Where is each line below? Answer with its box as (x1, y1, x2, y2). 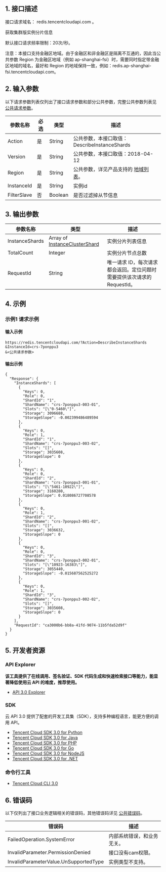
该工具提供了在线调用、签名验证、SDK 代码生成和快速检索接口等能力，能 (5, 673, 154, 679)
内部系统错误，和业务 (108, 832, 159, 839)
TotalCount (7, 249, 34, 256)
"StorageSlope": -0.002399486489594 (23, 415, 98, 420)
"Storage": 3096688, (23, 411, 65, 416)
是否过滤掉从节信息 (73, 192, 118, 199)
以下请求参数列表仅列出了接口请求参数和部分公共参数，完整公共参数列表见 (5, 98, 157, 105)
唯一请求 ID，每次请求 (107, 259, 158, 266)
